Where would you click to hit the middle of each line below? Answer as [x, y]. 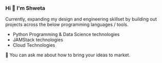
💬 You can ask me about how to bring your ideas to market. [68, 55]
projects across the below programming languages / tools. [67, 24]
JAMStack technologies [38, 40]
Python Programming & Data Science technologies [66, 35]
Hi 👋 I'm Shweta [25, 8]
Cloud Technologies [34, 45]
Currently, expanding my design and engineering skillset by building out [81, 19]
